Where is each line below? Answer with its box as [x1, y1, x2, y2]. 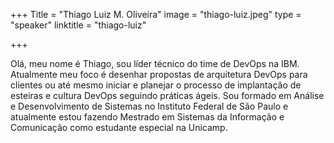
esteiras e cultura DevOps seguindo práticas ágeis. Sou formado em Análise [10, 90, 325, 101]
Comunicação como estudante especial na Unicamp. [10, 122, 228, 133]
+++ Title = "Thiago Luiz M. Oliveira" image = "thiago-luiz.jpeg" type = [10, 9, 302, 20]
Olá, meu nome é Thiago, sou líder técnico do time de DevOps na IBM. [10, 58, 300, 69]
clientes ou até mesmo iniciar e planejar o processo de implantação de [10, 79, 302, 91]
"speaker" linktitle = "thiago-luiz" [10, 19, 147, 31]
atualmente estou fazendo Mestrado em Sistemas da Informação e [10, 111, 285, 123]
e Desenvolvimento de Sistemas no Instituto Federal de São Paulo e [10, 100, 289, 112]
